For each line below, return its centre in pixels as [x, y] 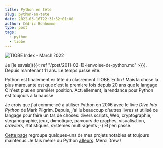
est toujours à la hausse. [30, 95]
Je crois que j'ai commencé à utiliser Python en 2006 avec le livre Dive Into [81, 105]
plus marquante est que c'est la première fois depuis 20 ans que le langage [81, 85]
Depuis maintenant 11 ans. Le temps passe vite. [53, 70]
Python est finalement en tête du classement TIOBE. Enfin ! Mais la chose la [82, 79]
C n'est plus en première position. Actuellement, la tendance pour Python [79, 90]
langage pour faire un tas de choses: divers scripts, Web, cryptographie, [78, 115]
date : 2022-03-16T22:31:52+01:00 [39, 19]
